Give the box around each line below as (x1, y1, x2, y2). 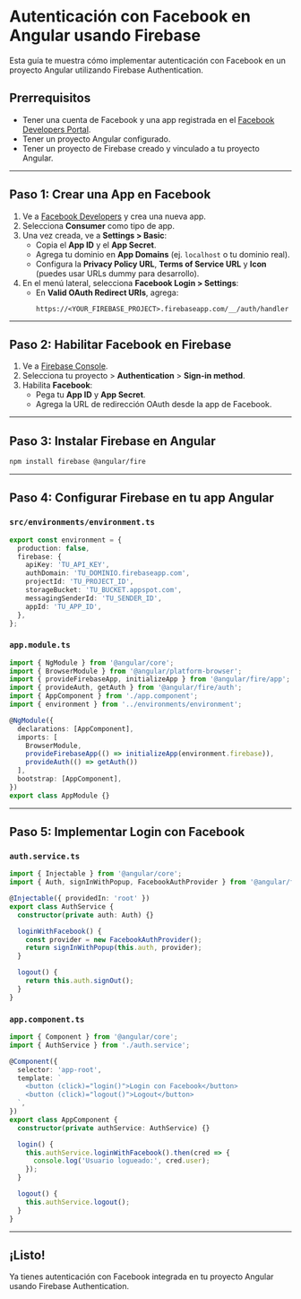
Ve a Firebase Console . (21, 361, 108, 371)
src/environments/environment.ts (9, 518, 155, 527)
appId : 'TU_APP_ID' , (25, 602, 102, 611)
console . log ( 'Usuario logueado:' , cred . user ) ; (32, 1156, 211, 1165)
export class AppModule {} (9, 791, 110, 800)
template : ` (17, 1074, 63, 1083)
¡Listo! (9, 1247, 46, 1262)
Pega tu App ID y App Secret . (35, 389, 146, 400)
